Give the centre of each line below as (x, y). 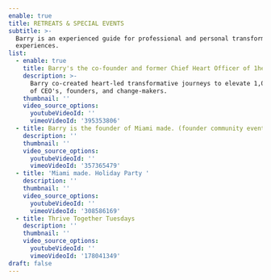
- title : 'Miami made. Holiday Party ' (83, 173)
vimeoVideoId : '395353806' (75, 121)
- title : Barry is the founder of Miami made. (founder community (129, 128)
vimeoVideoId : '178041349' (75, 256)
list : (17, 53)
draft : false (30, 263)
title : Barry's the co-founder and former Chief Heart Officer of (137, 69)
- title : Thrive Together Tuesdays (75, 219)
